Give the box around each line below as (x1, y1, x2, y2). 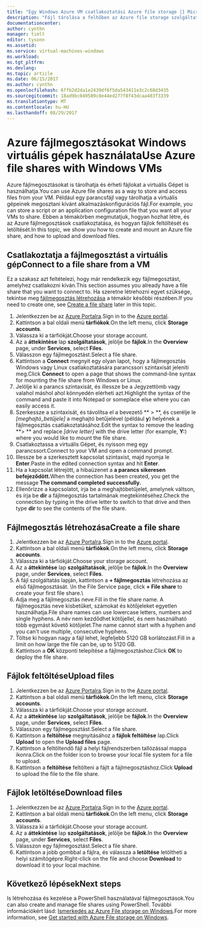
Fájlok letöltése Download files (7, 788, 123, 798)
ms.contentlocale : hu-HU (7, 104, 69, 110)
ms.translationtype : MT (7, 98, 67, 104)
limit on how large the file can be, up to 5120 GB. (15, 640, 136, 648)
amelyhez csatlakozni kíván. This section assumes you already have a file (7, 281, 188, 289)
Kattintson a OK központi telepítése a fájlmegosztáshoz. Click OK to (15, 647, 183, 654)
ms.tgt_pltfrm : (7, 59, 45, 65)
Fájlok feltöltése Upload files (7, 671, 114, 681)
